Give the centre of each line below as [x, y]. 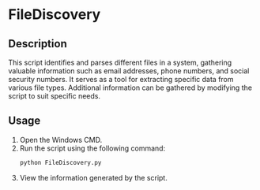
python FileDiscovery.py [60, 162]
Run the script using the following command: [92, 148]
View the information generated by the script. [93, 177]
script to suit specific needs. [55, 96]
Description [38, 44]
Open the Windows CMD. [61, 140]
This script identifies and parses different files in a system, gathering [120, 62]
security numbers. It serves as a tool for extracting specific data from [121, 79]
